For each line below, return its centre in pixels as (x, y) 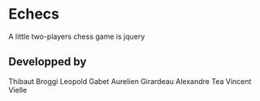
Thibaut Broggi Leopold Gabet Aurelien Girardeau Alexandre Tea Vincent (130, 81)
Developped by (48, 62)
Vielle (18, 90)
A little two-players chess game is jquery (77, 36)
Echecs (34, 14)
